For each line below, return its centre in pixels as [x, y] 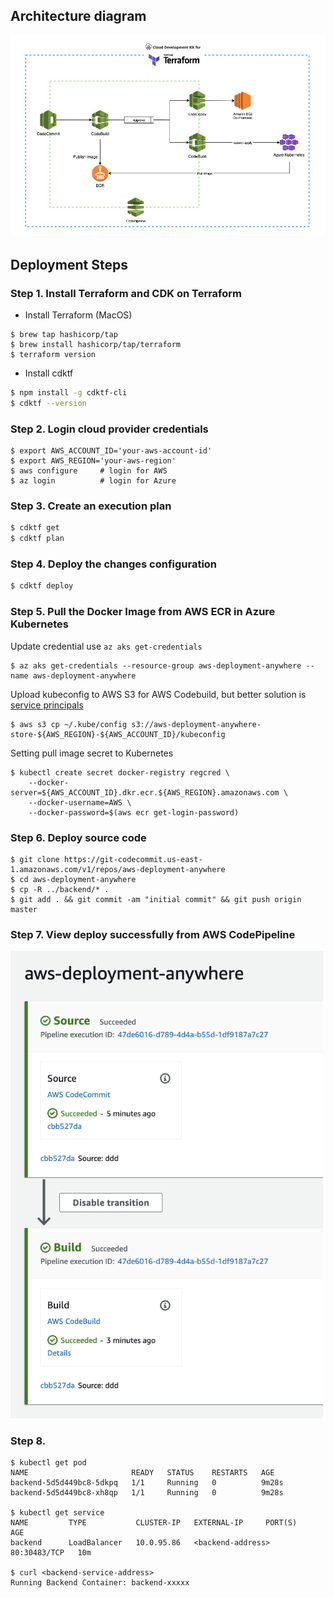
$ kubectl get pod [48, 1462]
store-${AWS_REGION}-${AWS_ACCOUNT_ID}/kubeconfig [118, 734]
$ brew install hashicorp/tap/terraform [96, 345]
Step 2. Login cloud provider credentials [109, 429]
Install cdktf [49, 373]
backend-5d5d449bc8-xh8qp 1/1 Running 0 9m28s [147, 1492]
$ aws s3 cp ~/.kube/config [69, 724]
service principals [47, 705]
